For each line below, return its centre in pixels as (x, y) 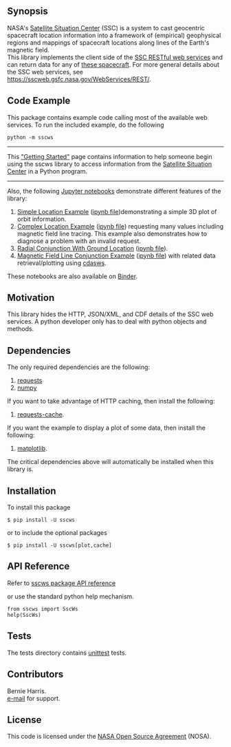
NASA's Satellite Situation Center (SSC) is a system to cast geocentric (106, 28)
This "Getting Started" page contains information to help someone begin (110, 156)
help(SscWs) (24, 615)
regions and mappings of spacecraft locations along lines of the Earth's (108, 42)
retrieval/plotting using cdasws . (62, 263)
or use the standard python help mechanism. (70, 596)
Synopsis (27, 11)
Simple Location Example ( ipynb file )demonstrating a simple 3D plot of (117, 211)
